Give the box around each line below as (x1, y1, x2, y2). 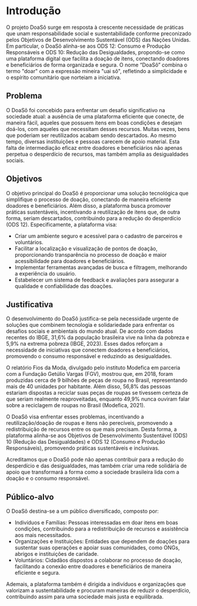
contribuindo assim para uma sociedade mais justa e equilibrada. (6, 593, 163, 600)
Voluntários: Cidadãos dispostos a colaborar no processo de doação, (14, 556, 182, 564)
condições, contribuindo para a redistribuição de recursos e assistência (14, 525, 189, 532)
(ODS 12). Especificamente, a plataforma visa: (6, 221, 118, 228)
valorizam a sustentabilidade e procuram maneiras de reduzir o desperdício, (6, 587, 191, 594)
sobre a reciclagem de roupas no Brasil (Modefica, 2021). (6, 402, 145, 409)
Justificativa (6, 299, 54, 309)
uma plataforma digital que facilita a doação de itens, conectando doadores (6, 55, 189, 62)
